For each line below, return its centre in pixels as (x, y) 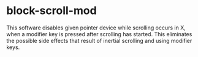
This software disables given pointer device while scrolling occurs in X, (96, 28)
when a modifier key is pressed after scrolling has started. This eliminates (99, 34)
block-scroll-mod (51, 11)
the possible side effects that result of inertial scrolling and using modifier (99, 40)
